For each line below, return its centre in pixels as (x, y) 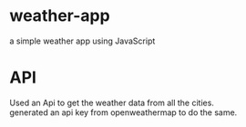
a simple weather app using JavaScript (82, 41)
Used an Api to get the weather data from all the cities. (112, 103)
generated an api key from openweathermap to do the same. (123, 112)
